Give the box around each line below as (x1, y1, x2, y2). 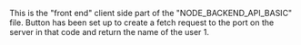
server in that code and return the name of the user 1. (9, 27, 209, 37)
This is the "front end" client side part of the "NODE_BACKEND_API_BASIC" (9, 8, 293, 18)
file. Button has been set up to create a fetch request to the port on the (9, 17, 275, 28)
